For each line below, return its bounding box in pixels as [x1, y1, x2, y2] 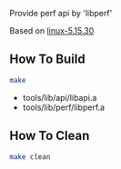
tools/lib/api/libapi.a [22, 92, 97, 103]
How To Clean [9, 128, 90, 144]
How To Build [9, 52, 86, 67]
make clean [9, 152, 51, 162]
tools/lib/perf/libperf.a [22, 102, 106, 113]
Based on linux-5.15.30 [9, 25, 95, 35]
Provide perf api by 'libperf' [9, 8, 113, 18]
